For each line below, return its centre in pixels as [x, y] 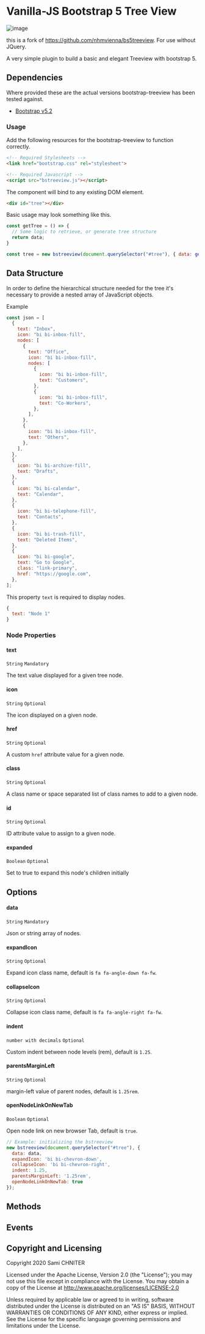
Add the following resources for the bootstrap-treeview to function [90, 140]
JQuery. [16, 47]
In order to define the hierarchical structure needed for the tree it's [90, 288]
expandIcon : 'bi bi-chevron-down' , [57, 1159]
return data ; [28, 238]
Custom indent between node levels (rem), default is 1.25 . [79, 1052]
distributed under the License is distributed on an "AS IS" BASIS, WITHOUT [101, 1306]
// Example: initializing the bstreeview [60, 1142]
